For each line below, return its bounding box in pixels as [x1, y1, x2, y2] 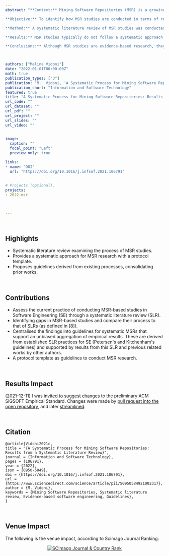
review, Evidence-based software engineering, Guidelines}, [5, 494, 134, 499]
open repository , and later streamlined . [5, 404, 86, 410]
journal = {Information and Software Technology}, [5, 454, 114, 459]
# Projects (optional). [5, 183, 55, 188]
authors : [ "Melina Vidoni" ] [5, 61, 64, 67]
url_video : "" [5, 122, 35, 128]
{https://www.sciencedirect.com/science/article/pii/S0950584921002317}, [5, 481, 163, 486]
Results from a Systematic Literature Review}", [5, 450, 109, 455]
